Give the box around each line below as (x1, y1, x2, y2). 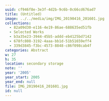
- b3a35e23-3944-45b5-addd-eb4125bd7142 (9, 34, 92, 39)
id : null (5, 88, 23, 93)
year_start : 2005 (5, 75, 40, 80)
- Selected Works (9, 30, 44, 34)
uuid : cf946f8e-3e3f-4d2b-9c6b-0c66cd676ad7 (5, 7, 96, 12)
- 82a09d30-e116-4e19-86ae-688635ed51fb (9, 25, 92, 30)
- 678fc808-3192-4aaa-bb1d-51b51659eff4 (9, 39, 92, 44)
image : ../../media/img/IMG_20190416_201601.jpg (5, 16, 105, 21)
